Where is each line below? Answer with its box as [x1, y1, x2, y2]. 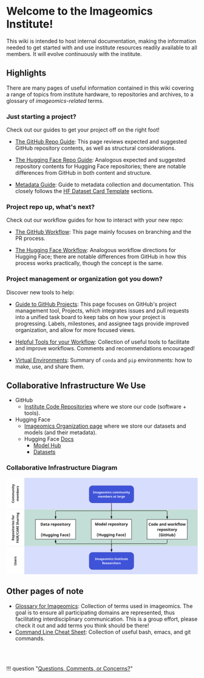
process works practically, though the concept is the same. [15, 260, 164, 267]
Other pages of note [6, 586, 84, 596]
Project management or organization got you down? [6, 275, 163, 283]
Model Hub [33, 442, 61, 449]
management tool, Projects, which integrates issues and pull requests [15, 306, 189, 314]
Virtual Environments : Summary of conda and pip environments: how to [15, 356, 192, 364]
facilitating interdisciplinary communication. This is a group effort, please [15, 615, 198, 623]
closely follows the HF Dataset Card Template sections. [15, 188, 154, 195]
